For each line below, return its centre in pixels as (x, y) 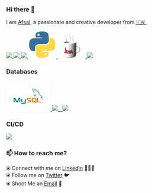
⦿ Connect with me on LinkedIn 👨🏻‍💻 (50, 168)
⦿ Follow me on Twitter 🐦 (38, 175)
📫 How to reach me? (37, 153)
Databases (22, 72)
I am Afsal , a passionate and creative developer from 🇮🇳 (76, 22)
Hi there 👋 (21, 9)
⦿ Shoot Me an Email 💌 (34, 184)
